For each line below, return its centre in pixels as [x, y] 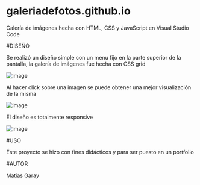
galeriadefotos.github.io [69, 11]
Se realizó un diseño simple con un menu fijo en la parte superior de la [94, 57]
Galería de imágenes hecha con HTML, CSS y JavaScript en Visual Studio [98, 28]
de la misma [21, 93]
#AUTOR [17, 163]
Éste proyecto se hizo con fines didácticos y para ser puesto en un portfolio [100, 152]
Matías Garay [23, 175]
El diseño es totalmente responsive [50, 117]
